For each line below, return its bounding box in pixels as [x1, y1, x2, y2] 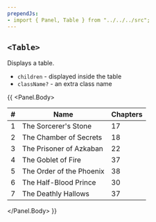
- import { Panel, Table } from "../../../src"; [7, 17, 150, 24]
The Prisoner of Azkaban [21, 144, 104, 153]
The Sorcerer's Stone [21, 121, 92, 131]
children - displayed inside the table [17, 72, 122, 80]
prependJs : [7, 10, 39, 17]
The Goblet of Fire [21, 155, 82, 165]
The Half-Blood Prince [21, 178, 96, 187]
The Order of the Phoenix [21, 166, 105, 176]
